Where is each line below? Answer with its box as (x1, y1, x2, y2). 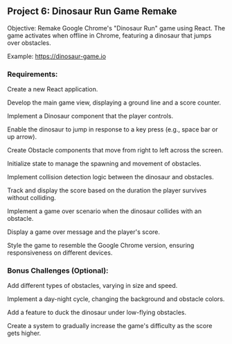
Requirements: (7, 69, 58, 79)
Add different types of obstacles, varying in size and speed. (7, 282, 178, 290)
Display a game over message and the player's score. (7, 228, 161, 236)
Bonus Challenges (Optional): (7, 266, 109, 275)
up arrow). (7, 133, 37, 141)
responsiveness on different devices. (7, 248, 113, 257)
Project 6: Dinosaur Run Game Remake (7, 6, 177, 17)
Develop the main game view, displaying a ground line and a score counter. (7, 98, 222, 107)
